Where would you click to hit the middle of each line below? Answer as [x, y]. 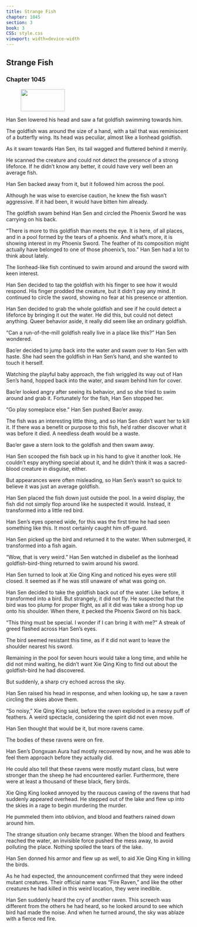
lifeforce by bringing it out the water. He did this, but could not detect [89, 315]
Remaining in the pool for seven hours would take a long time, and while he [97, 657]
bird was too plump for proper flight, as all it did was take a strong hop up [95, 604]
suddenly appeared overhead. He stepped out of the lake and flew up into [95, 799]
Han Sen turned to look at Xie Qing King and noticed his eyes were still [91, 574]
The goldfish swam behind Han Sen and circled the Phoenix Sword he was [96, 213]
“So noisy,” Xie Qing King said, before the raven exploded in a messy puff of [98, 710]
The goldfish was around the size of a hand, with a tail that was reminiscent [97, 131]
